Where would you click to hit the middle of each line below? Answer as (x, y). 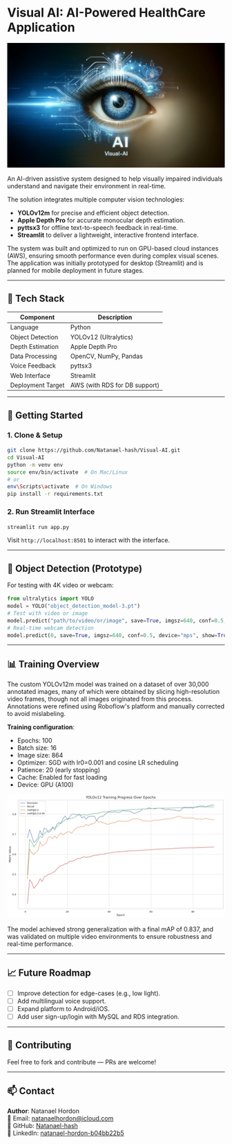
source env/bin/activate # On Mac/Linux (68, 472)
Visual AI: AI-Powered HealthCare (106, 13)
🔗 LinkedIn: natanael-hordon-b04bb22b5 (66, 1133)
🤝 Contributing (39, 1045)
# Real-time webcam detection (51, 628)
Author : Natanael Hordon (43, 1111)
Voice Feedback (33, 366)
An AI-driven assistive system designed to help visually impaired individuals (115, 179)
